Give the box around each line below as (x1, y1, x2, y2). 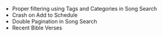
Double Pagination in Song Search (11, 18, 98, 25)
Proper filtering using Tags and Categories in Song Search (11, 5, 157, 12)
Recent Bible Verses (11, 24, 62, 31)
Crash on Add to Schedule (11, 11, 78, 19)
